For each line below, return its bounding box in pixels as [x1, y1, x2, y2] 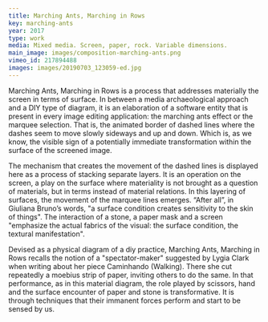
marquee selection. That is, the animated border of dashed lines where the [8, 119, 255, 129]
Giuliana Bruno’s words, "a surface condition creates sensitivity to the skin [8, 203, 254, 213]
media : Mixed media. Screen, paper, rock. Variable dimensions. [8, 42, 228, 50]
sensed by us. [8, 304, 55, 313]
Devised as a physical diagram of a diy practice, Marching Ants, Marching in [8, 244, 260, 254]
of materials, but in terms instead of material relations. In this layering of [8, 186, 246, 196]
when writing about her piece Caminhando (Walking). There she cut [8, 261, 233, 271]
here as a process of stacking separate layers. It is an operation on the [8, 169, 242, 179]
